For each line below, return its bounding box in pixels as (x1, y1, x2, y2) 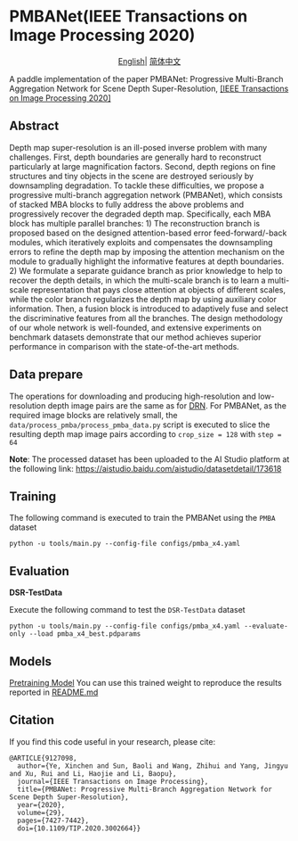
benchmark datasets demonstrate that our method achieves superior (9, 332, 262, 342)
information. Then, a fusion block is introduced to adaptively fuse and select (9, 303, 289, 314)
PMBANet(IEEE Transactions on (9, 6, 248, 27)
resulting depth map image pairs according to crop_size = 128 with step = (9, 428, 282, 439)
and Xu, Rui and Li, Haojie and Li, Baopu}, (9, 769, 177, 778)
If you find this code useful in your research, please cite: (9, 736, 216, 746)
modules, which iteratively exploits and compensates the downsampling (9, 236, 273, 247)
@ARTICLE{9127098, (9, 754, 77, 763)
